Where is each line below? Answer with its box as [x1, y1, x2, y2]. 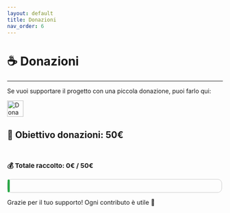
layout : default [7, 10, 53, 17]
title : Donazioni [7, 16, 57, 23]
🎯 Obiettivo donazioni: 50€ [7, 129, 124, 141]
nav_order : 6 [7, 23, 44, 29]
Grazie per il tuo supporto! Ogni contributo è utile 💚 [7, 198, 155, 206]
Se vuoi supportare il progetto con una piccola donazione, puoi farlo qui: [7, 87, 212, 96]
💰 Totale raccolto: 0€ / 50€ [7, 161, 94, 171]
